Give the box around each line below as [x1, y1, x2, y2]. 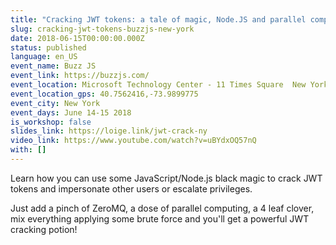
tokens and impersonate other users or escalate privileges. [10, 182, 253, 195]
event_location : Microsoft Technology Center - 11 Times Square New [10, 80, 307, 90]
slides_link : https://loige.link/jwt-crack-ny [10, 126, 208, 136]
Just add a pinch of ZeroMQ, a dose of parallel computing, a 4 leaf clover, [10, 202, 315, 214]
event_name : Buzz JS [10, 61, 97, 71]
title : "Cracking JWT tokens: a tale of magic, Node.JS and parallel [10, 14, 307, 25]
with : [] [10, 145, 47, 155]
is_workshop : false [10, 117, 92, 127]
